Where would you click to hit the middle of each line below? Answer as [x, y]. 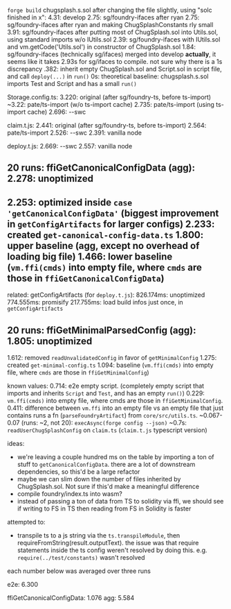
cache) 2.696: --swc [57, 112]
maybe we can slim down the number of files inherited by [99, 479]
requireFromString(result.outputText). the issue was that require [108, 543]
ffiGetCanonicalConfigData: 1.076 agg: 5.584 [71, 598]
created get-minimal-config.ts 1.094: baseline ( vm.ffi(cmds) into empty [110, 365]
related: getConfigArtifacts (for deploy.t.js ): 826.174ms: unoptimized [106, 295]
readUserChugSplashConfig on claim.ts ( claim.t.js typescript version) [107, 430]
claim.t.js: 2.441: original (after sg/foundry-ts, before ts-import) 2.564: [107, 125]
